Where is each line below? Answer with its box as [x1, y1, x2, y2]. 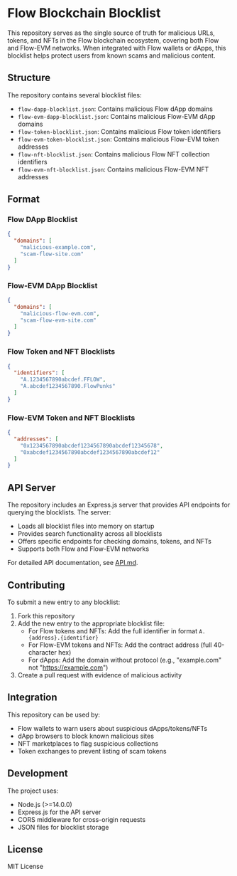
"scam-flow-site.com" [20, 250, 84, 258]
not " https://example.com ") [28, 663, 109, 672]
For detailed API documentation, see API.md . [7, 559, 138, 567]
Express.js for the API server [17, 808, 101, 816]
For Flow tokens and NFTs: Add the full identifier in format [28, 626, 198, 635]
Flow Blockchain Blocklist [7, 5, 161, 21]
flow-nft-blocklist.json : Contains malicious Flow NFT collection [17, 149, 211, 158]
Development [7, 767, 69, 780]
